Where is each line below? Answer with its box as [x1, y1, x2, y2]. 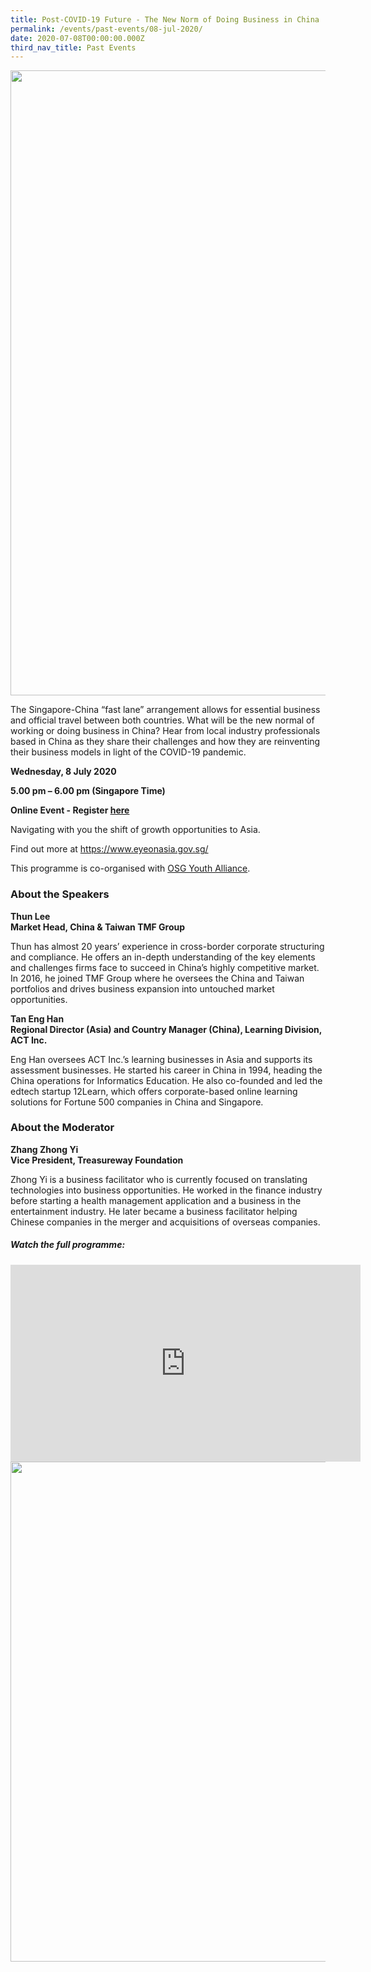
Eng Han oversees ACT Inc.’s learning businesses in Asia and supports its [10, 1053, 313, 1065]
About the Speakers [10, 887, 110, 901]
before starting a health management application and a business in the [10, 1194, 302, 1206]
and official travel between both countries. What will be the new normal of [10, 714, 315, 726]
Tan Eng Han [10, 1012, 65, 1025]
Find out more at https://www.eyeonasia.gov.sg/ [10, 843, 209, 855]
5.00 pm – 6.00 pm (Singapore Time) [10, 785, 166, 797]
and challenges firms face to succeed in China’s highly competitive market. [10, 961, 320, 973]
